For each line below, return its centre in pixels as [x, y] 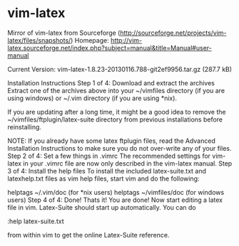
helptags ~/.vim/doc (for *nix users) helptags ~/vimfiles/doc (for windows [116, 192]
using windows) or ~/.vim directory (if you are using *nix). [92, 98]
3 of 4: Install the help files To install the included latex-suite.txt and [107, 171]
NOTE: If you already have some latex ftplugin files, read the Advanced [111, 141]
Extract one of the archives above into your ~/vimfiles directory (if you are [116, 90]
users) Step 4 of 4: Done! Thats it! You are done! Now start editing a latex [115, 200]
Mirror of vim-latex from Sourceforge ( [64, 33]
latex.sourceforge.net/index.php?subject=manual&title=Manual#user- [110, 48]
